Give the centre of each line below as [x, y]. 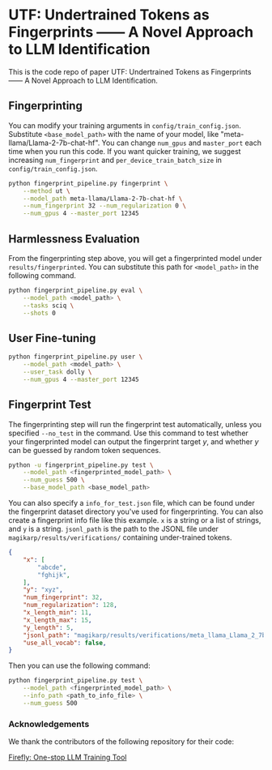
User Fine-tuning [52, 338]
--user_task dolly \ [57, 372]
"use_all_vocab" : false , [65, 643]
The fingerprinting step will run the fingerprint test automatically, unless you [135, 424]
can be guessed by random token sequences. [85, 450]
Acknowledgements [49, 724]
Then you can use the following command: [80, 665]
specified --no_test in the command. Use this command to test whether [128, 433]
